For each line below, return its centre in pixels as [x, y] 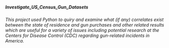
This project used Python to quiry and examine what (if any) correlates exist [84, 19]
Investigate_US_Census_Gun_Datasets [47, 7]
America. [15, 40]
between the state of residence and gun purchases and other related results [85, 24]
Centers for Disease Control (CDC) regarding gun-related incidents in [77, 35]
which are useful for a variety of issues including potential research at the [82, 30]
